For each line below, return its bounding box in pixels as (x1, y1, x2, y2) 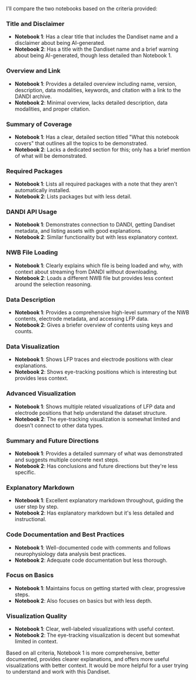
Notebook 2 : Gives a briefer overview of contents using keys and (14, 321, 173, 328)
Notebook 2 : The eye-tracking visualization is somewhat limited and (14, 415, 181, 422)
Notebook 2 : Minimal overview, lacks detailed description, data (14, 99, 168, 106)
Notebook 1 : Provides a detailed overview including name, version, (14, 80, 177, 87)
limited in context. (14, 638, 58, 645)
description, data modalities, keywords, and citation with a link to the (14, 86, 181, 93)
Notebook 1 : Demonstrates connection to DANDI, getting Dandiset (14, 221, 175, 228)
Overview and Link (6, 67, 61, 75)
